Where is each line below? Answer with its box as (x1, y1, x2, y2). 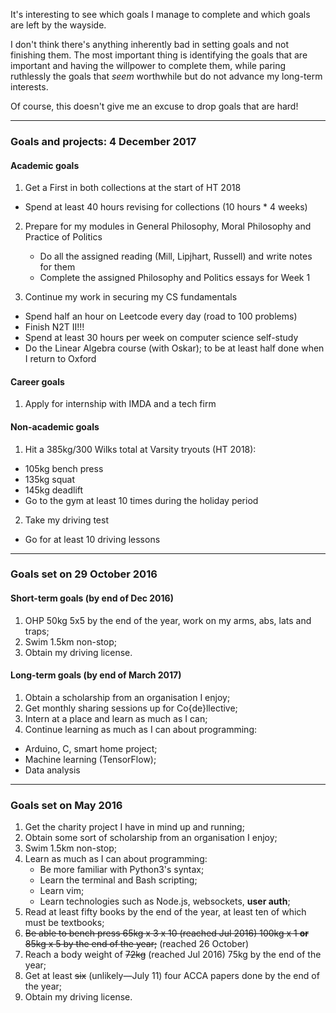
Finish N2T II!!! (24, 321, 85, 333)
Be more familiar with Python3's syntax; (39, 864, 205, 876)
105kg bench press (24, 462, 104, 474)
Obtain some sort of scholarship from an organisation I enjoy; (24, 832, 278, 844)
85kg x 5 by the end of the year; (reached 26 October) (24, 938, 250, 950)
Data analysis (24, 764, 81, 776)
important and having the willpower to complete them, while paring (10, 60, 287, 71)
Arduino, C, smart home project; (24, 742, 158, 754)
